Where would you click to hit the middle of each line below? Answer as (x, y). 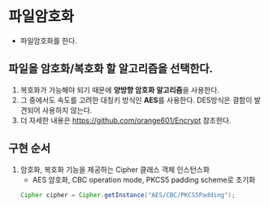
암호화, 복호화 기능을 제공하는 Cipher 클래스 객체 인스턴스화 (115, 169)
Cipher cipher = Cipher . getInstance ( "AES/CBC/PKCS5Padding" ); (128, 195)
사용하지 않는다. (67, 110)
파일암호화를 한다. (48, 41)
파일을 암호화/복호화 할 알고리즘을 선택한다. (111, 69)
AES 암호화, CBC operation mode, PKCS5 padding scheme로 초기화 (144, 179)
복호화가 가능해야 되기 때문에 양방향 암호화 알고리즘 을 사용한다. (119, 89)
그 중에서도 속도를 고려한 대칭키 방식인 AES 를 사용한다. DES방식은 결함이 (136, 100)
